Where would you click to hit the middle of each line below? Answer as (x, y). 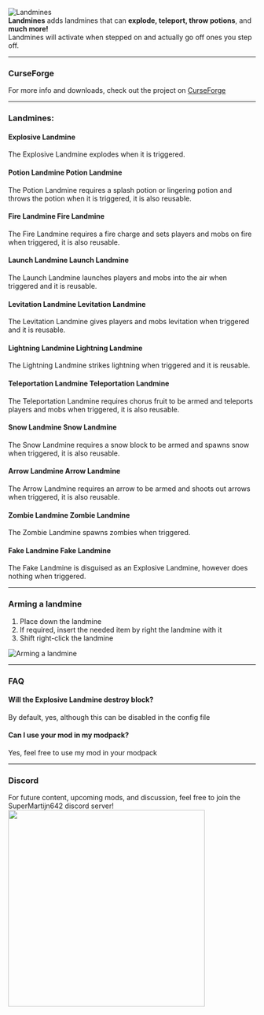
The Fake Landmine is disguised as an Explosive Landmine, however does (128, 568)
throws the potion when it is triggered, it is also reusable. (100, 198)
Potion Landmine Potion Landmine (65, 172)
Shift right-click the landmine (66, 638)
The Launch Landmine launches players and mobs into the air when (118, 278)
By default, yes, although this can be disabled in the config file (109, 717)
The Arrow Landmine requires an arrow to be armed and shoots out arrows (129, 489)
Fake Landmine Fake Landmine (60, 550)
